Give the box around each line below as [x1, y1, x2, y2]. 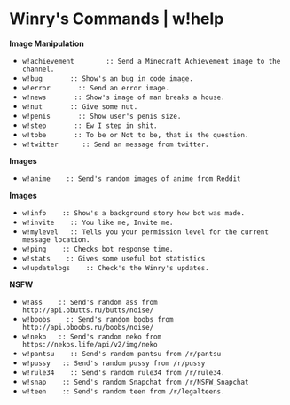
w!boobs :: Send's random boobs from [21, 315, 174, 323]
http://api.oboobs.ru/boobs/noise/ [21, 323, 154, 331]
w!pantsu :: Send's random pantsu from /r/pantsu [21, 349, 222, 358]
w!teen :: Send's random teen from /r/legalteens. [21, 386, 225, 396]
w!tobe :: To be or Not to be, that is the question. [21, 130, 249, 139]
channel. [21, 65, 55, 74]
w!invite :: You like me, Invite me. [21, 218, 174, 227]
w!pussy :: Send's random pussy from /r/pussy [21, 359, 206, 368]
